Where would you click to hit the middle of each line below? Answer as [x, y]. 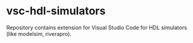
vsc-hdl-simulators [56, 11]
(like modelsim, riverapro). [39, 33]
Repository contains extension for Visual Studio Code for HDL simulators [97, 27]
